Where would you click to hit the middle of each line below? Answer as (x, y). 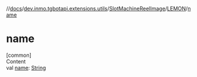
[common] (19, 55)
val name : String (26, 68)
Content (16, 61)
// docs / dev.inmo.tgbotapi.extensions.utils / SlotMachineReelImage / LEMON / (97, 9)
